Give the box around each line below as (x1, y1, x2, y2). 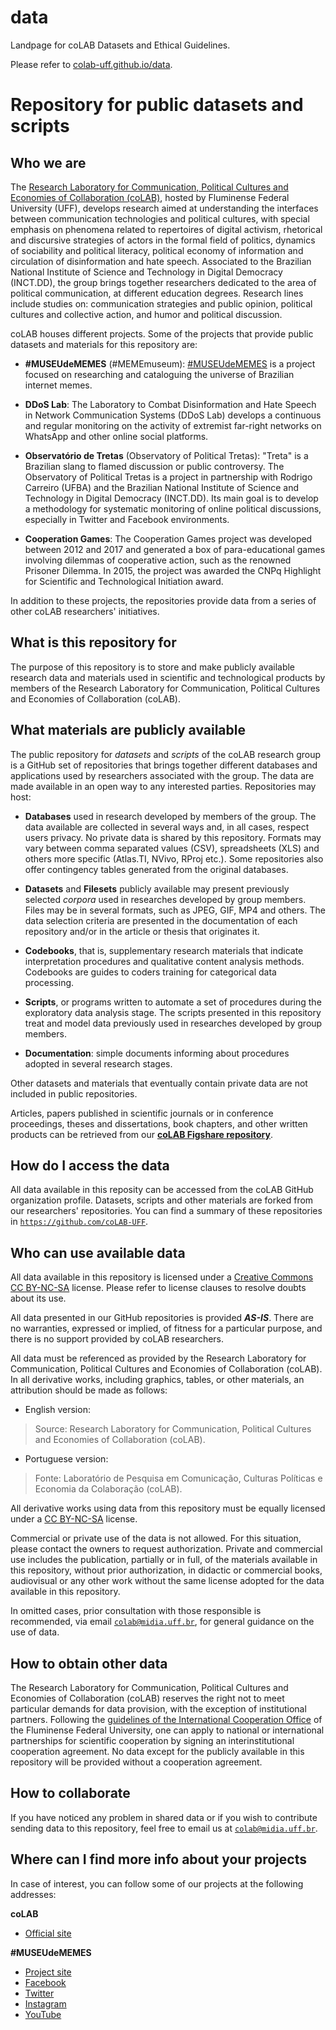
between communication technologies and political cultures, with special (10, 212, 310, 225)
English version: (24, 1404, 91, 1416)
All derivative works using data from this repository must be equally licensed (10, 1502, 326, 1515)
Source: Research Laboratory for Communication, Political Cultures (34, 1423, 312, 1435)
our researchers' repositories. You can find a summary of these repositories (10, 1205, 323, 1217)
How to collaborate (10, 1785, 131, 1802)
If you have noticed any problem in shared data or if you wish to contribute (10, 1811, 318, 1823)
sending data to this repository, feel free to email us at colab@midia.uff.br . (10, 1822, 318, 1834)
